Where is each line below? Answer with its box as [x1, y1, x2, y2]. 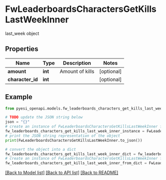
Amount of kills [59, 68, 95, 75]
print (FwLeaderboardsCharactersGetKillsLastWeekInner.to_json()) [5, 138, 142, 143]
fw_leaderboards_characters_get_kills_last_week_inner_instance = [5, 129, 145, 134]
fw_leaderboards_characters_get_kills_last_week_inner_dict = [5, 151, 136, 157]
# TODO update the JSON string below [5, 115, 83, 120]
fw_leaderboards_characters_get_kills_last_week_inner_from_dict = [5, 161, 147, 166]
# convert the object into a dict [5, 147, 77, 152]
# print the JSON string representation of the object [5, 133, 121, 138]
